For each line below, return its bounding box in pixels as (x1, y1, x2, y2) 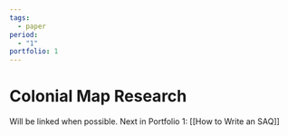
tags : (9, 13, 30, 23)
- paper (17, 22, 47, 31)
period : (9, 30, 39, 39)
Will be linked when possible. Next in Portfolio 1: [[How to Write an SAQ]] (9, 116, 281, 127)
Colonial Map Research (9, 86, 187, 107)
